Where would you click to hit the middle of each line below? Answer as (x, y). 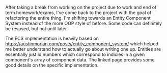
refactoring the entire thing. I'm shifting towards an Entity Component (78, 18)
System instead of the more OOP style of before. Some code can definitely (83, 23)
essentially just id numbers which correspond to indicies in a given (75, 54)
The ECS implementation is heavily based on (52, 38)
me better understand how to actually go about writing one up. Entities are (83, 49)
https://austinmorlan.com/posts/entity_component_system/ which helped (82, 44)
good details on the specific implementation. (52, 65)
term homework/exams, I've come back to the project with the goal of (78, 13)
